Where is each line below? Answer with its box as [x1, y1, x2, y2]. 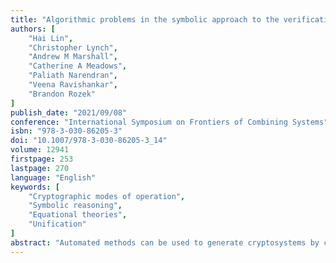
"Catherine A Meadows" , [28, 61, 128, 71]
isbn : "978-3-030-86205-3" [10, 126, 123, 136]
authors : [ [10, 24, 56, 34]
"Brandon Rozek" [28, 89, 97, 99]
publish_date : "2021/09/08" [10, 107, 128, 118]
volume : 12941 [10, 145, 70, 155]
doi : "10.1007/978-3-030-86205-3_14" [10, 136, 168, 146]
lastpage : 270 [10, 163, 70, 173]
